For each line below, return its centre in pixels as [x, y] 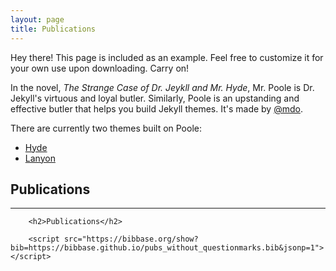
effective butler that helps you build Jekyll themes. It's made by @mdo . [156, 108]
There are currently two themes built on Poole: [106, 128]
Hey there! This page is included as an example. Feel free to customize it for [167, 57]
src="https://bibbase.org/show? [131, 239]
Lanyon [40, 158]
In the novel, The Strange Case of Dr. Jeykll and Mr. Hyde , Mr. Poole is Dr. [162, 87]
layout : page [37, 19]
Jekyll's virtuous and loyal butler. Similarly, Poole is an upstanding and [155, 98]
